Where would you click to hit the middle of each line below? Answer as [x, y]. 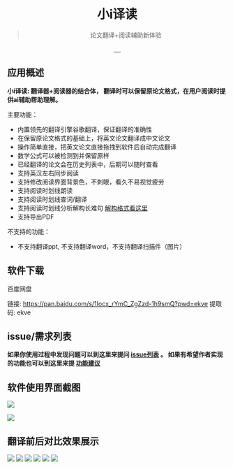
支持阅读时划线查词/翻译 [52, 199]
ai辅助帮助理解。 [37, 99]
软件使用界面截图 [44, 388]
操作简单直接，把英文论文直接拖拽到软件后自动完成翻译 [97, 147]
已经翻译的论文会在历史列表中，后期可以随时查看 [88, 164]
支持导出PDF [36, 217]
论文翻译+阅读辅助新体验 [126, 35]
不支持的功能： [29, 231]
